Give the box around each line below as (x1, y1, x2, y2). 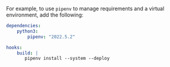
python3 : (17, 28, 39, 34)
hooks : (6, 44, 23, 50)
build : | (17, 50, 39, 56)
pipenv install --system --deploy (24, 56, 110, 62)
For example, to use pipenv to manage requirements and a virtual (6, 5, 165, 12)
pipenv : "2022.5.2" (27, 34, 76, 40)
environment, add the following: (6, 11, 84, 18)
